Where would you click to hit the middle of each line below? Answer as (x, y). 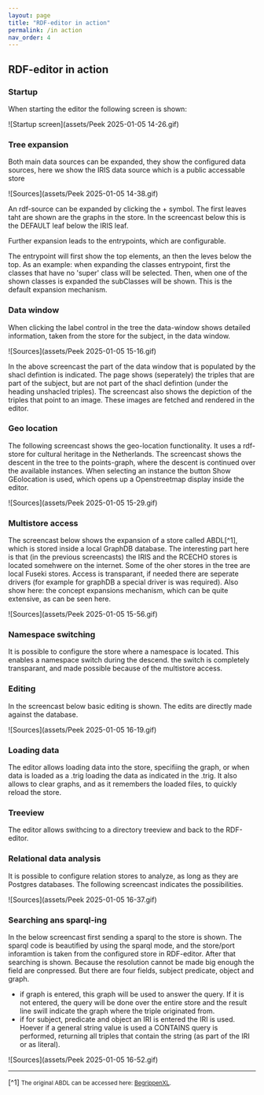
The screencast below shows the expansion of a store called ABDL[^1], (123, 540)
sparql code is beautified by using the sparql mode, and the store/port (122, 945)
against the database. (43, 715)
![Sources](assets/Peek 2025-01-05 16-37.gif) (82, 900)
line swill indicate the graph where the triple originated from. (117, 1011)
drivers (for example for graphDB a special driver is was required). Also (123, 582)
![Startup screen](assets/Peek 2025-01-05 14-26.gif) (93, 124)
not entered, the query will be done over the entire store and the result (133, 1002)
